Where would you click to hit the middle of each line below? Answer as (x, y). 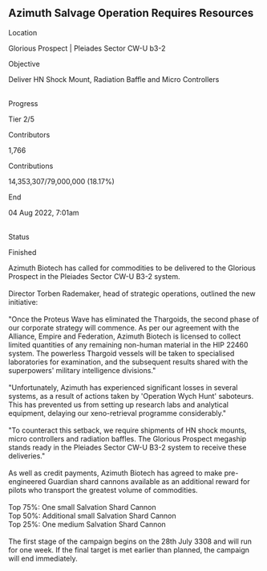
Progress (23, 103)
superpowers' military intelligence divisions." (82, 370)
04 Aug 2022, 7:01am (44, 212)
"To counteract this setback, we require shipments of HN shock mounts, (127, 430)
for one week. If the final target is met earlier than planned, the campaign (129, 549)
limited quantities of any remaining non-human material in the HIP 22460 (128, 344)
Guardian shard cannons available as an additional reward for (149, 481)
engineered (27, 481)
